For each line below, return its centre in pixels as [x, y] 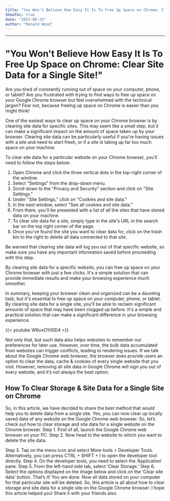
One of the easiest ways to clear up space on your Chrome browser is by [81, 121]
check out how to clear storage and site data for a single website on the [80, 424]
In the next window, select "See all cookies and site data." [73, 205]
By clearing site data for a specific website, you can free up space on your [83, 267]
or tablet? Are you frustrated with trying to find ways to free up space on [81, 95]
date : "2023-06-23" [26, 19]
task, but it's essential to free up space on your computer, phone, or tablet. [83, 299]
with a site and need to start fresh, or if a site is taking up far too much [78, 142]
